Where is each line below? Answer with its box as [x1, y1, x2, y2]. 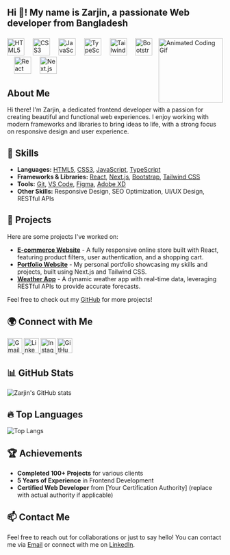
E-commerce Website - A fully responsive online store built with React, [16, 246, 219, 254]
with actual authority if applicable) [16, 491, 114, 499]
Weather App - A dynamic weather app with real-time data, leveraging [16, 274, 217, 283]
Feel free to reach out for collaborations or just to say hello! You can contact [7, 533, 222, 541]
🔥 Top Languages [7, 409, 84, 420]
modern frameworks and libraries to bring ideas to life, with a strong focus [7, 120, 217, 129]
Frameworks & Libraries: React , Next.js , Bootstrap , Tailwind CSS [16, 172, 201, 181]
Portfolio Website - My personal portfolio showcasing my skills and [16, 260, 208, 268]
